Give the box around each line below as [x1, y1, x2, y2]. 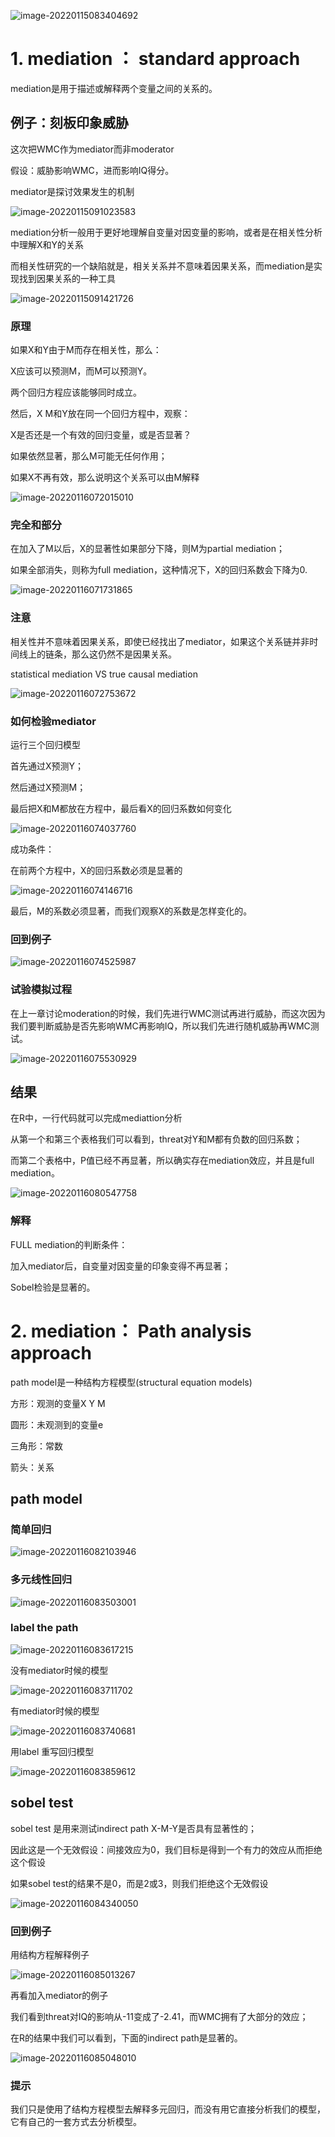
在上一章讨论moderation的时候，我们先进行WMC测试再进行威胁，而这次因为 [10, 1007, 326, 1019]
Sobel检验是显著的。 [10, 1281, 96, 1293]
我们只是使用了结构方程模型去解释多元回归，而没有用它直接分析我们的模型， [10, 2103, 326, 2115]
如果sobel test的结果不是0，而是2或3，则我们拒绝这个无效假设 [10, 1877, 269, 1889]
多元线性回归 [10, 1573, 73, 1587]
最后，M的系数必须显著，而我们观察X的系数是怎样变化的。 [10, 905, 253, 917]
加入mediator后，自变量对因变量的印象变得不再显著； [10, 1260, 232, 1272]
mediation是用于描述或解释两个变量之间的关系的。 [10, 82, 218, 94]
